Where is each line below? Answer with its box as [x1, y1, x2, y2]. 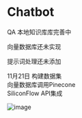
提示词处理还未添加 [7, 57, 61, 66]
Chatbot [7, 4, 55, 20]
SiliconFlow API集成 [7, 89, 63, 97]
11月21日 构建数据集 [7, 72, 62, 80]
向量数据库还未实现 [7, 42, 61, 50]
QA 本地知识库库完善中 [7, 28, 72, 36]
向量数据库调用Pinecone [7, 80, 76, 88]
